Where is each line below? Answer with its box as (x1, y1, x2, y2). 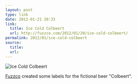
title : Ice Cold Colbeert (10, 26, 65, 31)
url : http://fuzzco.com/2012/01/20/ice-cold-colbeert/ (10, 31, 128, 36)
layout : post (5, 7, 33, 13)
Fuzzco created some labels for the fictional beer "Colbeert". (5, 73, 132, 79)
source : (5, 40, 22, 45)
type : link (5, 12, 28, 17)
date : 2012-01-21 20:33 (5, 17, 56, 22)
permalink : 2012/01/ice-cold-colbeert (5, 36, 87, 41)
